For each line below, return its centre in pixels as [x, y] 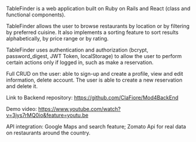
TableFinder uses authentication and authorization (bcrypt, [77, 50]
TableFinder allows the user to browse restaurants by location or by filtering [98, 26]
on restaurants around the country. [48, 133]
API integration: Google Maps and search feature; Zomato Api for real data [96, 126]
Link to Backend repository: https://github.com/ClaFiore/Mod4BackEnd [92, 97]
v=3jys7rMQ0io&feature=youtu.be [47, 115]
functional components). [36, 15]
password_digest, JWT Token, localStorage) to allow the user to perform [94, 56]
